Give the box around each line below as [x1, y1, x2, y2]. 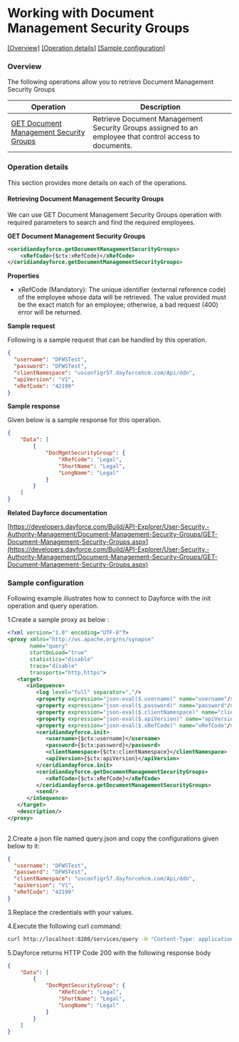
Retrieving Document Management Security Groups [7, 194, 164, 204]
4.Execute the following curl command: [7, 922, 122, 930]
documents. [92, 141, 133, 151]
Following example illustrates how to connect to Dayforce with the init [7, 594, 211, 603]
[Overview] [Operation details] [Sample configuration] [7, 43, 166, 52]
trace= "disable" [29, 662, 78, 670]
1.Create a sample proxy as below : [7, 616, 110, 624]
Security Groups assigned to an [92, 123, 198, 133]
